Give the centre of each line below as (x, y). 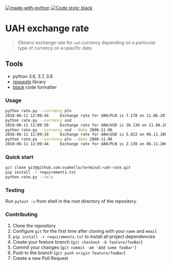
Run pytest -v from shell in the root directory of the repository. (71, 201)
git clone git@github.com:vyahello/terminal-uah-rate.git (68, 168)
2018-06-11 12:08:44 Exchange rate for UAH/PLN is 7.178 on (75, 115)
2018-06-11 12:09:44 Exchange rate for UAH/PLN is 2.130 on (75, 144)
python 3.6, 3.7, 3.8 (33, 76)
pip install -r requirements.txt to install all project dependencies (84, 236)
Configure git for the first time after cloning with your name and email (85, 231)
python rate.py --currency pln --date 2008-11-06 (59, 139)
